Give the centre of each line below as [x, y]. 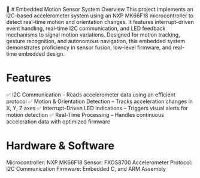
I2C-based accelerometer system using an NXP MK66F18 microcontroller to [100, 16]
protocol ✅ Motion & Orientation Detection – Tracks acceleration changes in [100, 101]
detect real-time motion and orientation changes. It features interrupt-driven [100, 22]
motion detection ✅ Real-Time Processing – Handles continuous [85, 114]
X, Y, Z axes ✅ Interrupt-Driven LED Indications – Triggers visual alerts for [97, 108]
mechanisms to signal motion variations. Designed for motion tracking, [93, 35]
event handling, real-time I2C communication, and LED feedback [86, 28]
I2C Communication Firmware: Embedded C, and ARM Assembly [86, 168]
